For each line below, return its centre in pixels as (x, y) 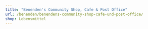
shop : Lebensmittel (26, 19)
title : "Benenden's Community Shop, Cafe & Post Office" (66, 10)
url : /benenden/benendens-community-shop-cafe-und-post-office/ (74, 14)
